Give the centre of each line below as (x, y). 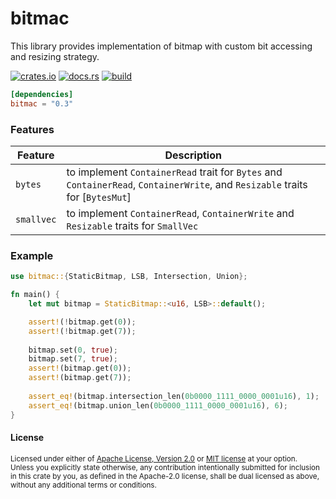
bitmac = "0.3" (42, 103)
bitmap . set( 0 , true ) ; (73, 350)
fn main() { (35, 295)
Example (32, 255)
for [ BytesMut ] (99, 197)
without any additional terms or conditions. (83, 485)
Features (32, 129)
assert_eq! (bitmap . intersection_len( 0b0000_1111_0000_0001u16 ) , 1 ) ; (174, 396)
